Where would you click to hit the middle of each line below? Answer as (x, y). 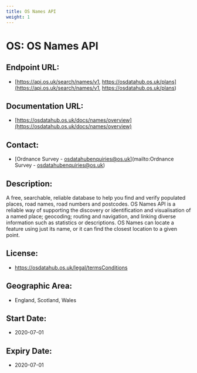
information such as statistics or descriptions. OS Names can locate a (90, 223)
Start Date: (26, 318)
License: (22, 253)
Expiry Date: (29, 351)
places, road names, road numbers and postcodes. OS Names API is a (91, 204)
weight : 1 (18, 17)
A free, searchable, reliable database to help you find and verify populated (96, 197)
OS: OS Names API (52, 46)
